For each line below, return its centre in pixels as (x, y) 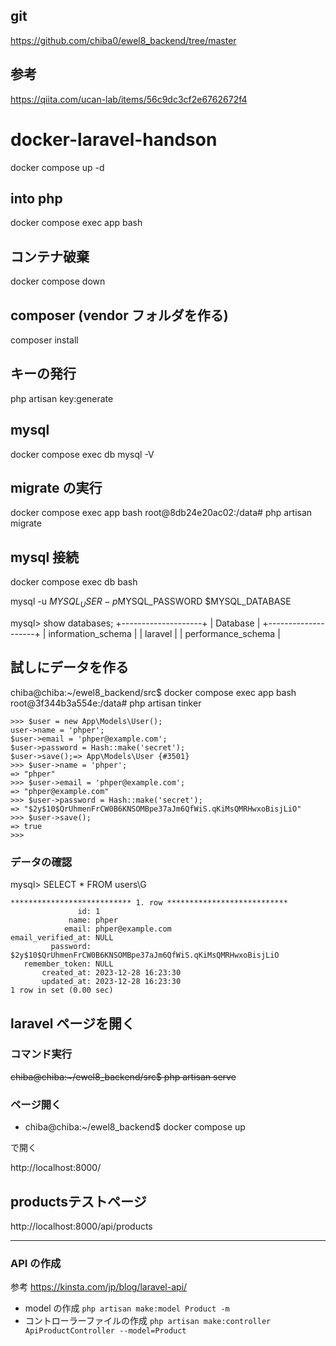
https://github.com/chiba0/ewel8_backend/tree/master (123, 40)
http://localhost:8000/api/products (81, 1226)
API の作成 (36, 1263)
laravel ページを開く (72, 1023)
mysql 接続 (45, 557)
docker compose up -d (57, 167)
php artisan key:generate (62, 398)
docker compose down (58, 281)
